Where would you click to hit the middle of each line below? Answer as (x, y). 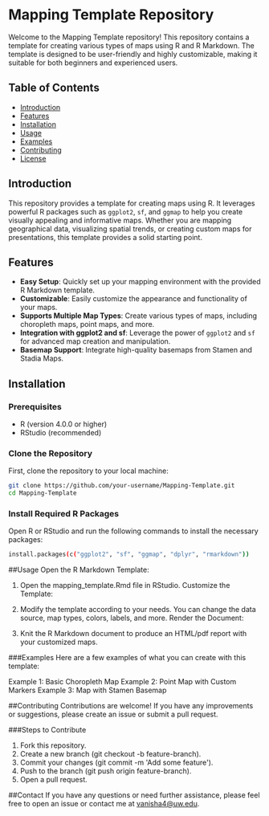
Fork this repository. (53, 745)
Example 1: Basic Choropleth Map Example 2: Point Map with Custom (122, 682)
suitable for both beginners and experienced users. (93, 63)
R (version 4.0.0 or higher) (63, 424)
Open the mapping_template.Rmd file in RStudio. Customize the (125, 585)
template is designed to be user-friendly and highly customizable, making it (133, 54)
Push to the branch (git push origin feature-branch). (106, 771)
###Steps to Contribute (47, 730)
